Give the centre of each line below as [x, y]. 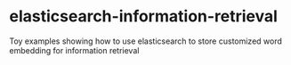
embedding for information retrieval [74, 50]
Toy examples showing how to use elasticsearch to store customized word [146, 41]
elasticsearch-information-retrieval [144, 16]
